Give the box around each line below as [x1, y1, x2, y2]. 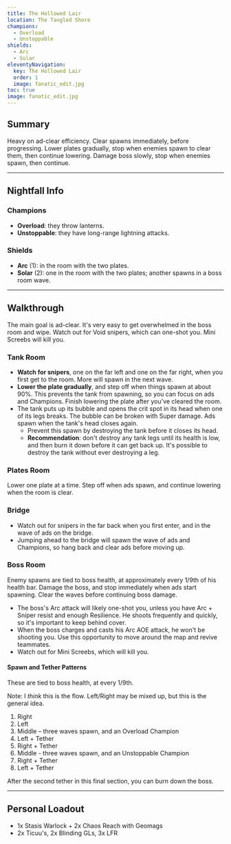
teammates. [16, 640, 51, 648]
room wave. [16, 276, 51, 284]
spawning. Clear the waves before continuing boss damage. [7, 590, 177, 599]
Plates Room [7, 465, 50, 475]
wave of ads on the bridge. [16, 529, 94, 537]
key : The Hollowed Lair [13, 67, 81, 74]
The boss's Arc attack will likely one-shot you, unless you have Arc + [16, 603, 213, 612]
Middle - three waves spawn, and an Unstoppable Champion [16, 749, 189, 757]
